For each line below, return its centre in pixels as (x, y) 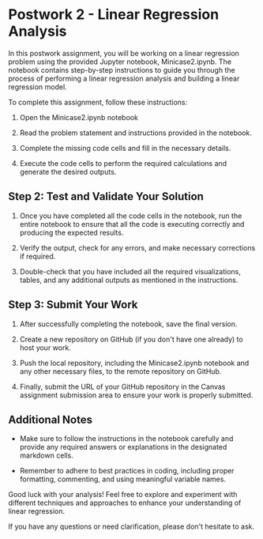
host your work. (45, 347)
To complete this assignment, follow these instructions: (98, 102)
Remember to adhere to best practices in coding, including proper (127, 471)
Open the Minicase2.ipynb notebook (79, 117)
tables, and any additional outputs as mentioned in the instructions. (129, 280)
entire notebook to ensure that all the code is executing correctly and (132, 224)
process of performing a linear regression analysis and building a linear (124, 78)
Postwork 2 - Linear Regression (114, 15)
